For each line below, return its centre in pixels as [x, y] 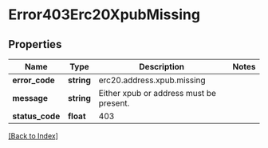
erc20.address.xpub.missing [152, 80]
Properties [35, 44]
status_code [36, 116]
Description [162, 67]
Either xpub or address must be [158, 93]
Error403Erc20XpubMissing [104, 15]
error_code [34, 80]
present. [114, 103]
